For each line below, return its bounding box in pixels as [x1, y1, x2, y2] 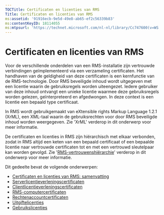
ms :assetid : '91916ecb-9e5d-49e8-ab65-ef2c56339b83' [5, 16, 115, 21]
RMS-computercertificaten [12, 189, 67, 195]
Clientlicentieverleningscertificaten [12, 184, 83, 190]
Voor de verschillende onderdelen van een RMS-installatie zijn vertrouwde [5, 63, 155, 69]
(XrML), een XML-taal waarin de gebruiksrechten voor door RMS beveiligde [5, 114, 158, 120]
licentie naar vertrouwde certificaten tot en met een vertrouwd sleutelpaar [5, 144, 154, 150]
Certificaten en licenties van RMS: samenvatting [12, 173, 109, 179]
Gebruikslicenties [12, 205, 47, 211]
